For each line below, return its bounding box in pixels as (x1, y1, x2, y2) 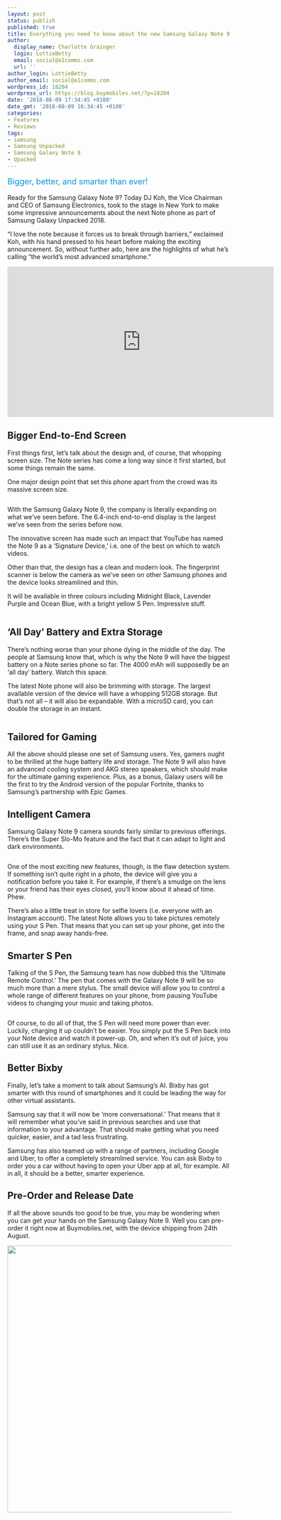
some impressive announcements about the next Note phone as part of (7, 208, 216, 217)
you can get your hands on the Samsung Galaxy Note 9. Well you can (7, 1216, 210, 1225)
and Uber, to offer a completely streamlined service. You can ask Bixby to (7, 1154, 222, 1162)
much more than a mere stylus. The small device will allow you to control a (7, 983, 226, 992)
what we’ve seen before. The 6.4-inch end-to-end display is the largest (7, 512, 216, 521)
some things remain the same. (7, 463, 96, 472)
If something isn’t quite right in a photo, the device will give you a (7, 870, 197, 879)
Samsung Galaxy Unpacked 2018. (7, 216, 106, 224)
